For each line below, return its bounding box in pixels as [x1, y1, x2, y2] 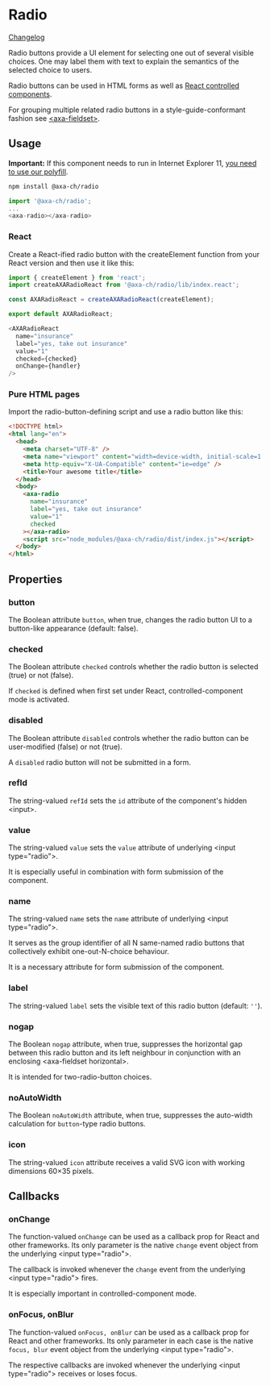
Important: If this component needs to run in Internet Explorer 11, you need [8, 158, 257, 168]
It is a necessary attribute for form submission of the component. [8, 962, 225, 972]
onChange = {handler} [15, 362, 81, 370]
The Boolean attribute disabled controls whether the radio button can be [8, 733, 249, 743]
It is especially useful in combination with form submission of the [8, 867, 224, 876]
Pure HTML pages [8, 389, 81, 400]
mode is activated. [8, 695, 70, 705]
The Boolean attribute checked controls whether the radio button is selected [8, 662, 259, 672]
